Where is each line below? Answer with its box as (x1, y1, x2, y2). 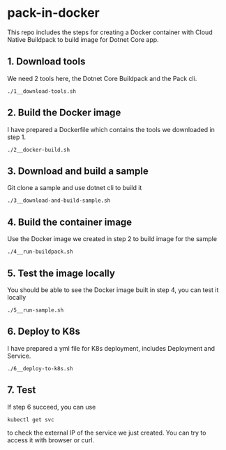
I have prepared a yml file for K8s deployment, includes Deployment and (7, 344, 215, 352)
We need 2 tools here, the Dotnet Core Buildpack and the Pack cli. (7, 74, 197, 82)
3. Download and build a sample (7, 165, 149, 177)
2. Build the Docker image (7, 107, 121, 119)
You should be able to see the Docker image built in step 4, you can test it (7, 286, 219, 294)
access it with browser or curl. (7, 435, 95, 444)
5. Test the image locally (7, 267, 115, 279)
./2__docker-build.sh (7, 146, 70, 153)
